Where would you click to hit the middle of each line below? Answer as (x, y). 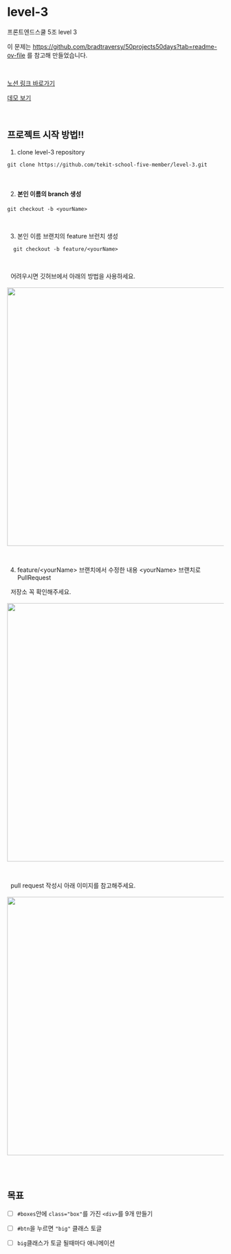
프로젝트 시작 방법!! (46, 135)
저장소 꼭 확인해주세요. (41, 592)
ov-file (16, 55)
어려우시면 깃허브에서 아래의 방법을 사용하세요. (73, 276)
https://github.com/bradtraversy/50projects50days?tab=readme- (125, 46)
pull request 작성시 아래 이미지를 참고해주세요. (73, 885)
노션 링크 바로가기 (31, 83)
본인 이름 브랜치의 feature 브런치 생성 (67, 236)
